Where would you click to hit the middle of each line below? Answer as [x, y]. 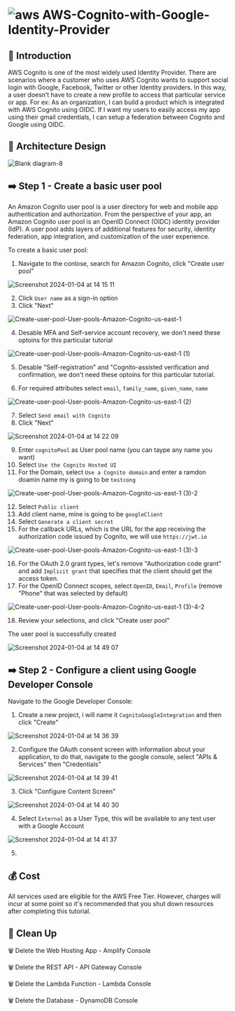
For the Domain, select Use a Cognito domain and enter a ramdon [112, 472]
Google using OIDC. [36, 125]
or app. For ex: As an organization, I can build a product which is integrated [116, 102]
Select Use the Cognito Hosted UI [67, 465]
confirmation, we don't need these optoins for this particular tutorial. [116, 374]
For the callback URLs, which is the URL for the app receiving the [112, 529]
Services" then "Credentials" [60, 764]
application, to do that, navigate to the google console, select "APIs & [117, 757]
